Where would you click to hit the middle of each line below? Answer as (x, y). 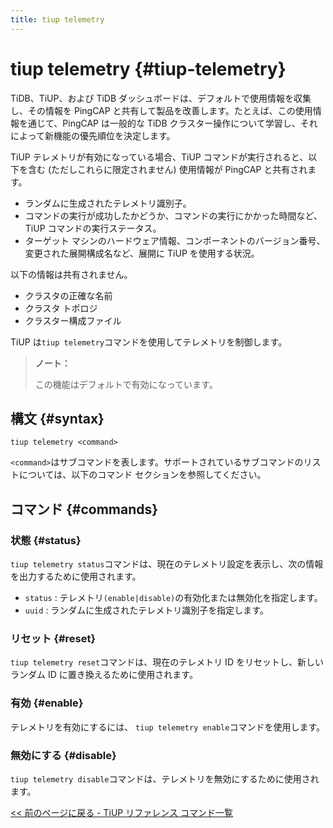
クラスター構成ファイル (73, 320)
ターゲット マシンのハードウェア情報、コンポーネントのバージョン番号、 (175, 240)
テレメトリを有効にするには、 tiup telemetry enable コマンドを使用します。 (168, 727)
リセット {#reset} (53, 638)
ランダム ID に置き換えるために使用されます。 (104, 675)
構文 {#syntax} (57, 418)
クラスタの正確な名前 (68, 295)
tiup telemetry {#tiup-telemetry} (148, 68)
